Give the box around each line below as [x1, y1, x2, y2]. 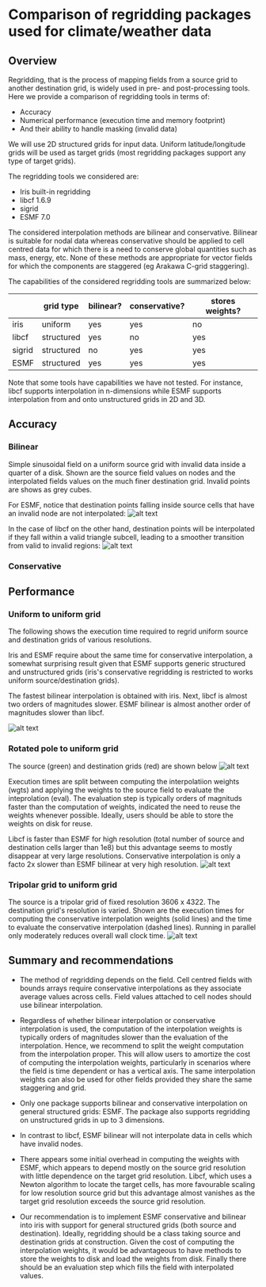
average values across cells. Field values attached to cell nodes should [19, 991, 252, 1001]
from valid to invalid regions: [8, 541, 101, 550]
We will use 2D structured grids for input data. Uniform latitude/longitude [8, 140, 246, 148]
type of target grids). [8, 156, 77, 166]
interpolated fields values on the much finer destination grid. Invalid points [8, 476, 251, 485]
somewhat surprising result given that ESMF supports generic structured [8, 659, 246, 668]
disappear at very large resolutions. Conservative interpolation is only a [8, 851, 241, 860]
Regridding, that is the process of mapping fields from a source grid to [8, 75, 238, 84]
